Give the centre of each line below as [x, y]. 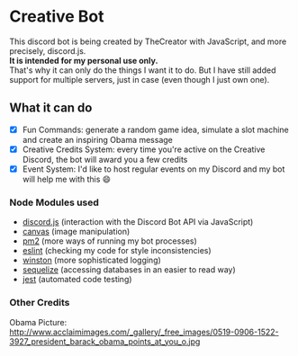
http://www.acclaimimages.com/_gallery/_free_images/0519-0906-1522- [144, 332]
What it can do [51, 108]
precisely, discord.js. [48, 50]
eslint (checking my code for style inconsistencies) [117, 251]
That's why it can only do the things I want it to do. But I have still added [143, 70]
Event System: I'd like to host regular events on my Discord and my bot [154, 169]
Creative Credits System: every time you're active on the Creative [144, 149]
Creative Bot [57, 17]
